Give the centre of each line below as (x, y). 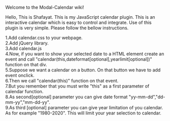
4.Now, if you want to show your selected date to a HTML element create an (85, 54)
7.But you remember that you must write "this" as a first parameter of (77, 86)
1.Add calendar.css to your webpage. (44, 38)
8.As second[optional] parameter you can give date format (66, 97)
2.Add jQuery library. (27, 43)
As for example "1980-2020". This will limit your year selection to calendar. (83, 113)
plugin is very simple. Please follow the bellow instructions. (67, 28)
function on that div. (26, 65)
